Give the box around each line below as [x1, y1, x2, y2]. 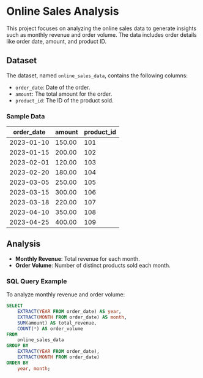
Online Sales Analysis [6, 4, 119, 18]
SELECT [6, 303, 23, 309]
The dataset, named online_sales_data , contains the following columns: [6, 72, 188, 79]
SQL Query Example [6, 277, 67, 285]
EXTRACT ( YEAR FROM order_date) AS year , [17, 309, 122, 315]
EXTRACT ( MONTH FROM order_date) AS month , [17, 314, 127, 320]
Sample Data [6, 112, 45, 120]
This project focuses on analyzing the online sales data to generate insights [6, 25, 197, 32]
